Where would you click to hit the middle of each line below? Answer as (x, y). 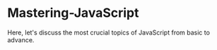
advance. (21, 39)
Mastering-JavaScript (73, 13)
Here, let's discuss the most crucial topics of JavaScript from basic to (109, 32)
